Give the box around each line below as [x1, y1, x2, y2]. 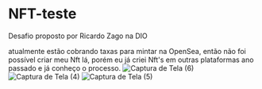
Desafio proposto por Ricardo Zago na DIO [8, 31, 148, 41]
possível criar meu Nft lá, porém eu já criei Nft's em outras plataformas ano [8, 55, 254, 64]
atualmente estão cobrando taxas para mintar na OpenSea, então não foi [8, 46, 246, 56]
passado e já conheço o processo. [8, 63, 121, 72]
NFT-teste [8, 5, 77, 23]
